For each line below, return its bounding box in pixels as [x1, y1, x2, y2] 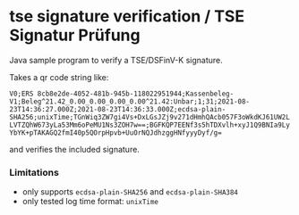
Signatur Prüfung [9, 25, 141, 45]
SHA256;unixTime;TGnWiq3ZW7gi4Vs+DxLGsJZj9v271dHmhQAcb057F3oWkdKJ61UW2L [9, 112, 291, 121]
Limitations [9, 166, 60, 178]
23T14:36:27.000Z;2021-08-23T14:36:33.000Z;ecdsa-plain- [9, 104, 226, 113]
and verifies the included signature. [9, 144, 141, 154]
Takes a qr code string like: [9, 71, 109, 82]
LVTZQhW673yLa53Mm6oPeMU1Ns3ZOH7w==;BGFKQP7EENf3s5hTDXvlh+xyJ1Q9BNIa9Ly [9, 120, 291, 129]
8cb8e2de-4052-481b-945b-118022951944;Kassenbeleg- [37, 89, 235, 98]
